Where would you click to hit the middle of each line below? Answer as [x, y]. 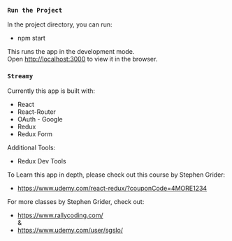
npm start [31, 38]
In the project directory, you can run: [60, 24]
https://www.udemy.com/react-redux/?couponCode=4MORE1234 [112, 188]
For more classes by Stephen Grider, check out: [76, 201]
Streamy [20, 76]
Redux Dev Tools [42, 161]
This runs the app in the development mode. [71, 52]
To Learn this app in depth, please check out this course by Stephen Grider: [116, 175]
